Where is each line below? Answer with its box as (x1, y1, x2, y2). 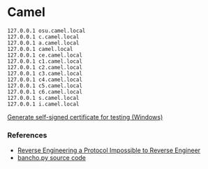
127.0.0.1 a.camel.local (7, 39, 80, 46)
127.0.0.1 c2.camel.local (7, 64, 82, 71)
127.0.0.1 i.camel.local (7, 101, 80, 108)
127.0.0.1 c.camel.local (7, 33, 80, 41)
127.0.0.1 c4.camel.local (7, 76, 82, 83)
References (7, 130, 47, 140)
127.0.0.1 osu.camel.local (7, 27, 86, 34)
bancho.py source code (17, 154, 86, 162)
